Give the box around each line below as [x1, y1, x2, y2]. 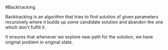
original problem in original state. [5, 39, 73, 45]
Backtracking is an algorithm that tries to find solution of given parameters [5, 14, 159, 19]
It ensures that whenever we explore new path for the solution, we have [5, 34, 153, 40]
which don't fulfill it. [5, 24, 46, 30]
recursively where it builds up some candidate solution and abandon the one [5, 19, 163, 25]
